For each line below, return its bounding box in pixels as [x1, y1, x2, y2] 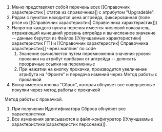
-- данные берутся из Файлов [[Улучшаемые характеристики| [11, 35, 142, 41]
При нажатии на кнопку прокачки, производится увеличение [19, 66, 147, 72]
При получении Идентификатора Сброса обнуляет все [11, 106, 126, 112]
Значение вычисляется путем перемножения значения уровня [19, 51, 151, 57]
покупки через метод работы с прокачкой [11, 87, 101, 93]
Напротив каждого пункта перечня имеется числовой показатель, [11, 25, 151, 31]
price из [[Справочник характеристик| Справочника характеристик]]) [11, 19, 158, 25]
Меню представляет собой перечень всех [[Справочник [11, 4, 130, 10]
